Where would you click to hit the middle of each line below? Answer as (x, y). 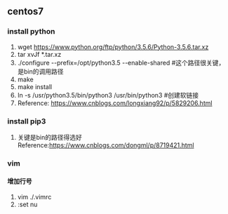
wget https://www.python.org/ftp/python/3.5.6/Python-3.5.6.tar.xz (113, 47)
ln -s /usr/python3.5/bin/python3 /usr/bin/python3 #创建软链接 (108, 95)
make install (35, 86)
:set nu (27, 205)
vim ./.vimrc (34, 197)
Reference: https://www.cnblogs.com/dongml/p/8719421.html (106, 145)
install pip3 (27, 121)
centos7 (26, 12)
